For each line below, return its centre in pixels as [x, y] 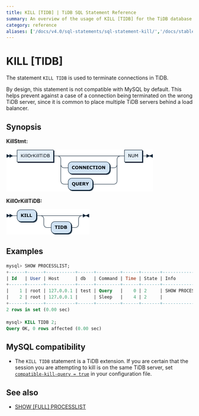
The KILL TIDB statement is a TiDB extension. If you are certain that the [101, 361]
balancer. [17, 108]
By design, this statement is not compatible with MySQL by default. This [94, 90]
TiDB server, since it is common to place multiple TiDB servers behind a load [99, 102]
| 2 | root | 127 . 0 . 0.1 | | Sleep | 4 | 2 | [84, 297]
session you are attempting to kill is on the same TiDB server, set [94, 367]
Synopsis [24, 127]
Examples [25, 251]
